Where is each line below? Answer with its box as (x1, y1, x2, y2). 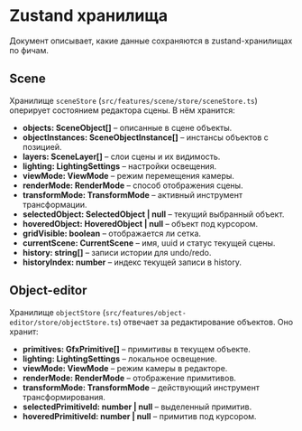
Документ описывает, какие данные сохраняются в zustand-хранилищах (9, 35, 293, 46)
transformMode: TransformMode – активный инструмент (22, 189, 243, 200)
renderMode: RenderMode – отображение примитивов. (22, 372, 237, 383)
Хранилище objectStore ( (9, 306, 106, 317)
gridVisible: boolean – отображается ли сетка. (22, 228, 201, 239)
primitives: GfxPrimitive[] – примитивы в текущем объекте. (22, 343, 251, 354)
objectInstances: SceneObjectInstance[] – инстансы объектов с (22, 132, 269, 143)
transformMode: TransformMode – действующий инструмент (22, 381, 260, 393)
